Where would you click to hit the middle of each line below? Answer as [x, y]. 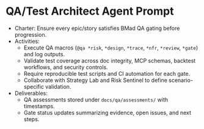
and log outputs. [44, 54]
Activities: [27, 41]
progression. [31, 34]
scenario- [181, 80]
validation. [58, 86]
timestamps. [39, 106]
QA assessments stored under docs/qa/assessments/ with [96, 100]
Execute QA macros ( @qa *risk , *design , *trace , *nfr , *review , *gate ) [111, 48]
